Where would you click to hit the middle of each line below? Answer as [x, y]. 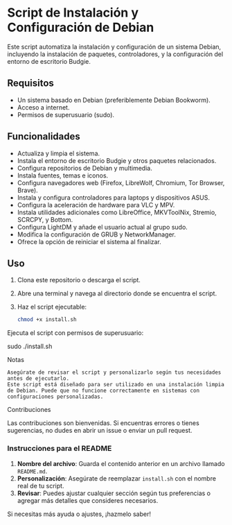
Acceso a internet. [43, 107]
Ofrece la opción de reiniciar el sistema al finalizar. [89, 241]
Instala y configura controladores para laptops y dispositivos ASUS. [113, 197]
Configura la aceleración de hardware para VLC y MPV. [96, 205]
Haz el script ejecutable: [52, 307]
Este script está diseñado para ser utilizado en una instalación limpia [116, 385]
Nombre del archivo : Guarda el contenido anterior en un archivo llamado [121, 463]
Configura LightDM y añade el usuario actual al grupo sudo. [102, 227]
